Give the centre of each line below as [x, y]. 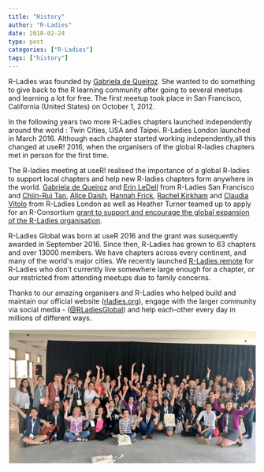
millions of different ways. [50, 318]
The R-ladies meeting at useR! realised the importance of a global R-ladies [129, 170]
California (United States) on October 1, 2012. [82, 107]
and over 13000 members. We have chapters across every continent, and [127, 253]
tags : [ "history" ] [38, 58]
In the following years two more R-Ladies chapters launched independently [130, 122]
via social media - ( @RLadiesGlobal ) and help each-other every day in [122, 310]
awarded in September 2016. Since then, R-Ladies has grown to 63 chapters [132, 244]
